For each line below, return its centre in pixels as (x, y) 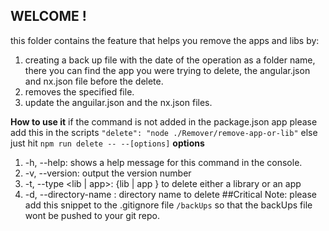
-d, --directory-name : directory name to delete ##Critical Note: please (171, 194)
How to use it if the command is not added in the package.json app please (164, 121)
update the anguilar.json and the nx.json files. (118, 102)
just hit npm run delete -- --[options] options (107, 143)
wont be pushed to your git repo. (92, 215)
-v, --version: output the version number (108, 173)
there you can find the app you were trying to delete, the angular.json (167, 70)
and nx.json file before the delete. (94, 81)
